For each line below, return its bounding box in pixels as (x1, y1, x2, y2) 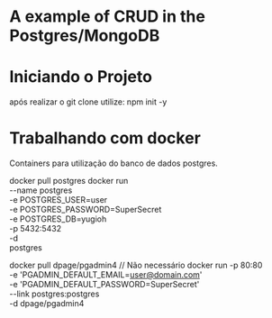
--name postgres (9, 185, 73, 195)
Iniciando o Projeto (9, 67, 153, 87)
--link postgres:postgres (9, 288, 100, 299)
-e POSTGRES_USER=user (9, 195, 108, 205)
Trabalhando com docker (9, 128, 201, 149)
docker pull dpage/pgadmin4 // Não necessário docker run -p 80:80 (9, 259, 263, 271)
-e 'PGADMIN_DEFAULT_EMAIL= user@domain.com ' (9, 269, 203, 280)
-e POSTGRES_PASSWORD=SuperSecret (9, 204, 162, 215)
